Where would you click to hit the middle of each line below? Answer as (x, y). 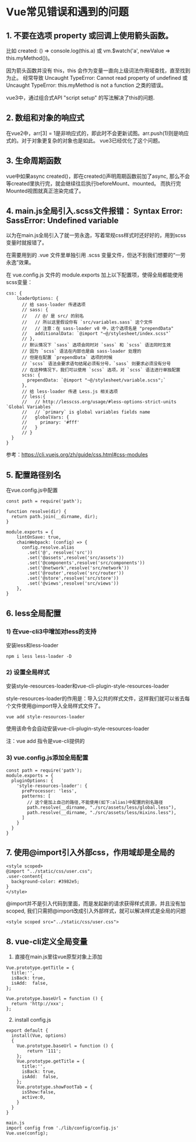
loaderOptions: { (38, 299)
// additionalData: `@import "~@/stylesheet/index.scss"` (96, 334)
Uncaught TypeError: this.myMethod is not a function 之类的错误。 (86, 85)
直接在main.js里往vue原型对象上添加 (58, 957)
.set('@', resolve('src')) (60, 553)
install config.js (33, 1020)
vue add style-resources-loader (45, 717)
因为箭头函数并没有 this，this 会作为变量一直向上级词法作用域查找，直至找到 (98, 70)
